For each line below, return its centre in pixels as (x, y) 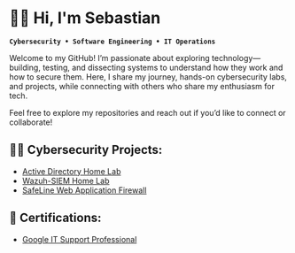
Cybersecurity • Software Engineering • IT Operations (113, 42)
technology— (236, 57)
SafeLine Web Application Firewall (84, 190)
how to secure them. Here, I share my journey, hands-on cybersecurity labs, (148, 77)
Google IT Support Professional (79, 239)
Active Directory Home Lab (71, 171)
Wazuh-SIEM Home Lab (66, 180)
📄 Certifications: (55, 218)
